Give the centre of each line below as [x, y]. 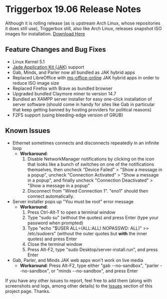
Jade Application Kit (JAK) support [48, 67]
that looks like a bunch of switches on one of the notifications [91, 164]
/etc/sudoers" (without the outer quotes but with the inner [87, 233]
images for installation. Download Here [45, 34]
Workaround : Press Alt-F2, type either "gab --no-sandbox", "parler [89, 265]
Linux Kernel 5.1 [28, 62]
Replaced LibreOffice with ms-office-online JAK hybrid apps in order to [86, 78]
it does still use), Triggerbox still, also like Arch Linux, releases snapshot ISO [83, 28]
